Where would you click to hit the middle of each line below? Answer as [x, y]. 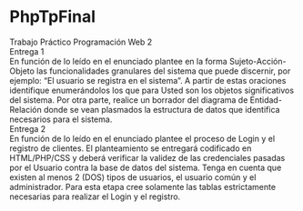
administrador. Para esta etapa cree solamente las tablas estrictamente [142, 186]
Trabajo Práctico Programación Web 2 [81, 42]
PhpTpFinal [53, 17]
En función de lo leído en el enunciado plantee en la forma [118, 61]
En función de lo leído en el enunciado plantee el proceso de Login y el [142, 138]
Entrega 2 [28, 128]
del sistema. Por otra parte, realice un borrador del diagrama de [129, 100]
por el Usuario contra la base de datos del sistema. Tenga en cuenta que [146, 167]
